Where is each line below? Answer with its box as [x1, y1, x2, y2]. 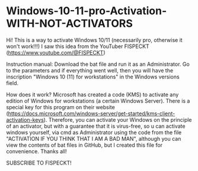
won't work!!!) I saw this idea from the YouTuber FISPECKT [6, 43, 149, 50]
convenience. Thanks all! [6, 147, 67, 155]
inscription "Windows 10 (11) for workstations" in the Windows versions [6, 73, 180, 80]
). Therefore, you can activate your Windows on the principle [43, 116, 192, 123]
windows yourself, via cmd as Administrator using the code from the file [6, 129, 182, 136]
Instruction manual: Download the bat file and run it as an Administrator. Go [6, 61, 190, 68]
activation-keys [6, 116, 44, 123]
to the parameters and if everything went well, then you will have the [6, 66, 174, 74]
